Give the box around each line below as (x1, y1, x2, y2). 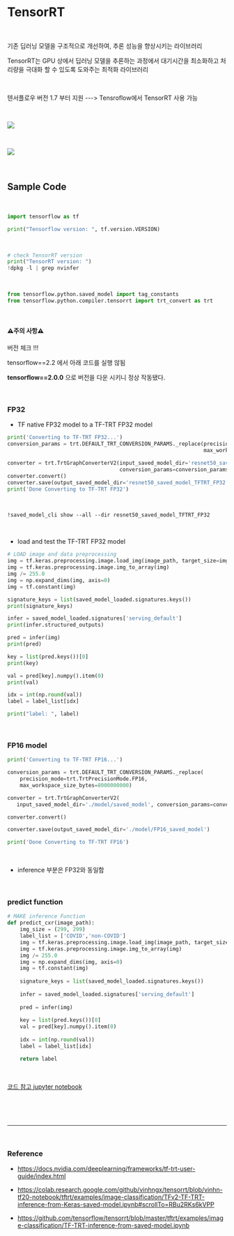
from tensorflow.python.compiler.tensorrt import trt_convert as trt (7, 297, 214, 304)
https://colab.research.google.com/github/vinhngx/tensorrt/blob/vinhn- (17, 1186, 223, 1194)
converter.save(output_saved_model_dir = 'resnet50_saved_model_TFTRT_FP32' (7, 479, 229, 486)
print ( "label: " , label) (7, 710, 79, 717)
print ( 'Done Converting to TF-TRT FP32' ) (7, 486, 130, 493)
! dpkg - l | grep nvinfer (7, 265, 79, 272)
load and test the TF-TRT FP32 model (17, 537, 126, 546)
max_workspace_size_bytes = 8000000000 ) (19, 782, 132, 789)
